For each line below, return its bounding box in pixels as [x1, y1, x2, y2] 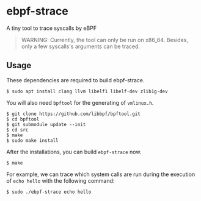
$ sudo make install [6, 137, 59, 144]
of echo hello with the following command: [6, 177, 115, 184]
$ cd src [6, 127, 29, 133]
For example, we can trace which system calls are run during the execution [6, 171, 196, 178]
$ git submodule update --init [6, 121, 86, 127]
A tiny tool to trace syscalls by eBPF [6, 24, 97, 32]
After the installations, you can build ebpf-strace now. [6, 148, 142, 155]
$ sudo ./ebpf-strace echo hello [6, 189, 92, 195]
